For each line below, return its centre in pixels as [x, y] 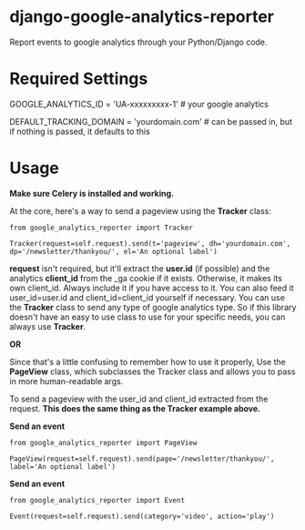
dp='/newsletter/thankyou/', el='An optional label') [114, 251]
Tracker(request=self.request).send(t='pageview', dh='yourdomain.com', [150, 243]
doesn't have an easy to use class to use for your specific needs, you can [147, 317]
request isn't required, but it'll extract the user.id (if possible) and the [140, 268]
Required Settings [79, 79]
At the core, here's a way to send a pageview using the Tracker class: [140, 210]
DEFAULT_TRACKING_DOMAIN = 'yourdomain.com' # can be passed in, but [151, 121]
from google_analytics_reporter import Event [97, 500]
